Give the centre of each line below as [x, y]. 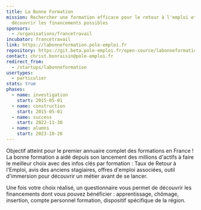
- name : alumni [31, 128]
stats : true [21, 84]
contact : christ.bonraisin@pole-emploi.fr [60, 56]
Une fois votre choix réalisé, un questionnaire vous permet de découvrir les [99, 187]
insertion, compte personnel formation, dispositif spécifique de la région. [96, 200]
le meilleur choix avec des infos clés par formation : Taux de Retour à [91, 163]
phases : [16, 89]
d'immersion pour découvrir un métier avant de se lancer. [77, 176]
